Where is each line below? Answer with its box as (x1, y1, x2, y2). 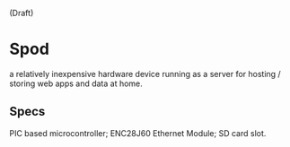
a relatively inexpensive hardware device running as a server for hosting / (9, 68, 281, 79)
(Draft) (9, 8, 34, 18)
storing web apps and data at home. (9, 78, 144, 89)
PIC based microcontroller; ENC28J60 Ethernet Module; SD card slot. (9, 127, 267, 138)
